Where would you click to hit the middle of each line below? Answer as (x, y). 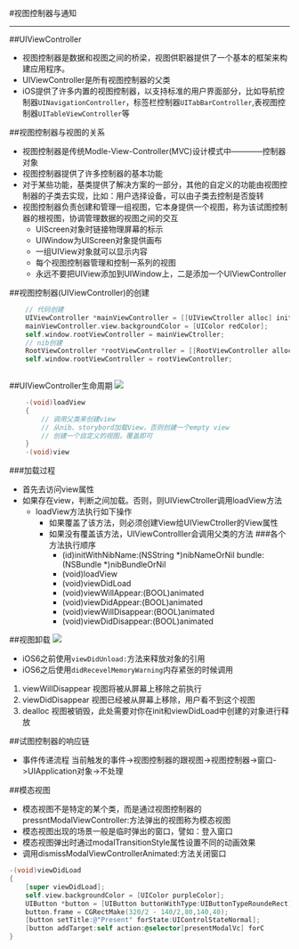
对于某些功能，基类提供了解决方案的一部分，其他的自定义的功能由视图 (151, 184)
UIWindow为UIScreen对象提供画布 (99, 240)
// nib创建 (44, 343)
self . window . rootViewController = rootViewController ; (129, 359)
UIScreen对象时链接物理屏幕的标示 (99, 229)
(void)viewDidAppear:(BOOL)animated (132, 602)
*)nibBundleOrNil (135, 565)
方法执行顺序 (72, 545)
